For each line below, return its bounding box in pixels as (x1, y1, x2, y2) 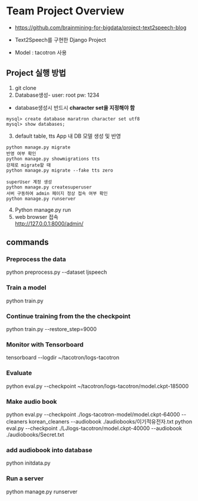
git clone (14, 84, 37, 91)
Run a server (6, 474, 44, 483)
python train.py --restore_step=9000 (6, 326, 97, 333)
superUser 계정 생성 (6, 179, 52, 185)
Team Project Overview (6, 4, 125, 18)
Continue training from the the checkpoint (6, 312, 131, 320)
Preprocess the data (6, 255, 66, 264)
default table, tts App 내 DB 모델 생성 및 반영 (14, 132, 121, 140)
